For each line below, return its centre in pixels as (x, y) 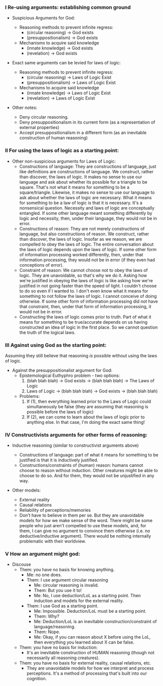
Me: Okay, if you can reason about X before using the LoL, (92, 637)
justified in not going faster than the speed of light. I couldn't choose (88, 286)
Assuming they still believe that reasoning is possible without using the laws (81, 355)
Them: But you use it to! (58, 590)
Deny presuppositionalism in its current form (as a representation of (87, 122)
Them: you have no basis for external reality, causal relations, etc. (85, 663)
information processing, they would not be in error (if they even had (87, 260)
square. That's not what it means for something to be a (74, 187)
